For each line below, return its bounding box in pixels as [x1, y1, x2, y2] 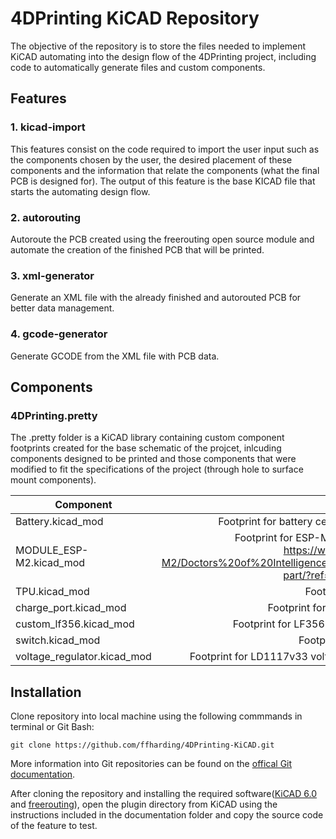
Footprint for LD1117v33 [189, 650, 308, 664]
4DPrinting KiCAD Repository [10, 7, 260, 30]
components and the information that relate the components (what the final [10, 164, 320, 176]
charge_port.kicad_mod [15, 601, 127, 615]
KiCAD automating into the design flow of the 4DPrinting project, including [10, 50, 317, 62]
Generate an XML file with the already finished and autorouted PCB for [10, 292, 302, 304]
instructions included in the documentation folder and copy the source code [10, 809, 324, 821]
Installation [10, 683, 82, 701]
